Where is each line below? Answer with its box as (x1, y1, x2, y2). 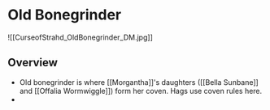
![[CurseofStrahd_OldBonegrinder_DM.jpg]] (7, 32, 154, 42)
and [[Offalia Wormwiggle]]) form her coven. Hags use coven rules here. (19, 86, 263, 95)
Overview (7, 56, 59, 70)
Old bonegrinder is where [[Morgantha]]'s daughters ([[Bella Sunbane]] (19, 77, 259, 87)
